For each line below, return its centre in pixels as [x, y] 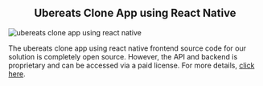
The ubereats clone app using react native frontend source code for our [127, 48]
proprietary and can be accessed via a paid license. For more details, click [131, 65]
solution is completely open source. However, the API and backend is [123, 56]
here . [17, 74]
